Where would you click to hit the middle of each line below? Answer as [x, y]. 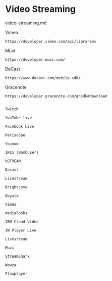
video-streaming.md [26, 23]
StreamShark [17, 256]
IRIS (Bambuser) [22, 152]
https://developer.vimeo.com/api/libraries [51, 41]
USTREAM [13, 161]
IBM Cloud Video [22, 222]
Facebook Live [20, 126]
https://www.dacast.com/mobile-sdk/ [43, 78]
